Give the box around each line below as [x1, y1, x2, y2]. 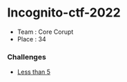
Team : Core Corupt [17, 28, 74, 36]
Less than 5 [17, 68, 50, 76]
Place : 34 [17, 34, 46, 43]
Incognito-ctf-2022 [7, 5, 121, 21]
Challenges [7, 52, 46, 61]
